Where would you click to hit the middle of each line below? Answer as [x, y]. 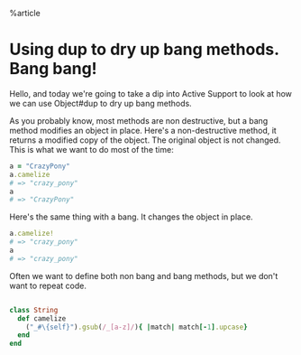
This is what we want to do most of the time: [91, 149]
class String [34, 310]
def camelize [42, 318]
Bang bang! [53, 69]
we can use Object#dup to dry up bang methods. [100, 103]
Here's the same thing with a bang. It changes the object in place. [132, 217]
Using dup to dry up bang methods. [144, 50]
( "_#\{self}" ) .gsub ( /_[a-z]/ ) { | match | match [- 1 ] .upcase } [137, 327]
